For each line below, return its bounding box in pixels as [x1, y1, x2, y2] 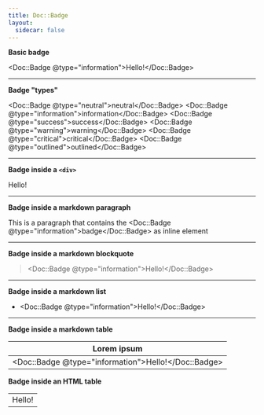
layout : [8, 19, 34, 27]
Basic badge [8, 48, 49, 57]
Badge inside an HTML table [8, 376, 102, 386]
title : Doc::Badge [8, 11, 68, 20]
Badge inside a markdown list [8, 287, 107, 296]
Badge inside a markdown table [8, 325, 113, 334]
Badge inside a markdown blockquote [8, 249, 134, 259]
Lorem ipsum [93, 343, 143, 354]
